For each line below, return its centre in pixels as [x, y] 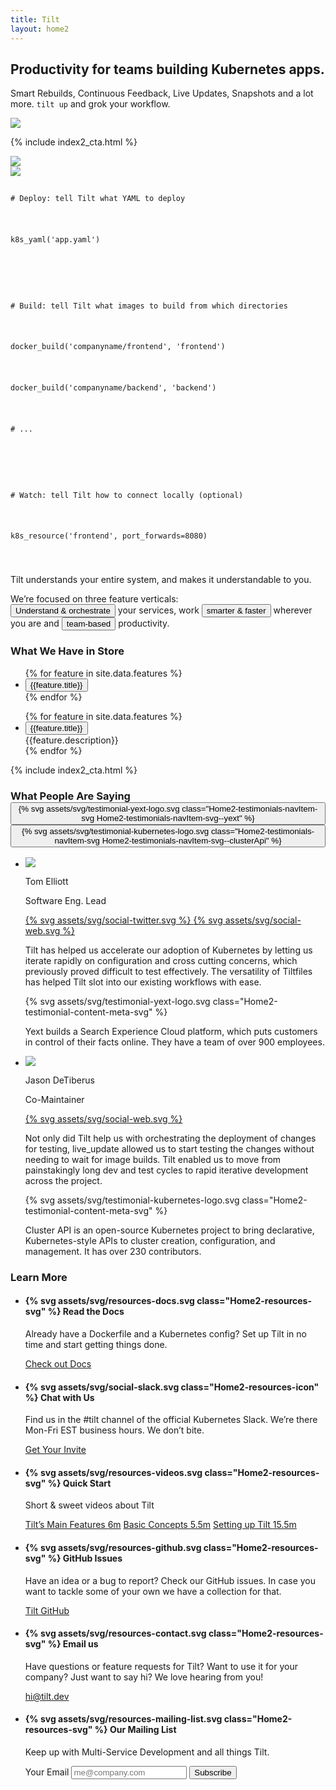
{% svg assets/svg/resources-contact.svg [115, 1633]
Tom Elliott [46, 881]
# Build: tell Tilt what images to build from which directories [149, 306]
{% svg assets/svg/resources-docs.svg [109, 1301]
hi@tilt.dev [47, 1696]
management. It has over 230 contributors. [113, 1251]
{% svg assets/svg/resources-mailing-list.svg [123, 1719]
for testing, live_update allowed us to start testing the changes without [169, 1148]
